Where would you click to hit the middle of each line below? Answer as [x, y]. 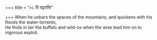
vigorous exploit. [22, 32]
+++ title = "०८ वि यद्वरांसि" [29, 7]
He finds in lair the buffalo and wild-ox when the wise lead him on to [74, 27]
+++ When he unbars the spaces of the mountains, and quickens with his [79, 17]
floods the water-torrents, [31, 22]
